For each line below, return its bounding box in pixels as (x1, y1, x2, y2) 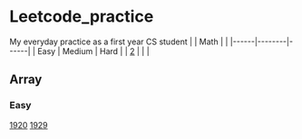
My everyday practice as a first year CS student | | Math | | (9, 36, 229, 47)
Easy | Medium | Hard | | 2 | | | (37, 45, 150, 56)
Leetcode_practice (9, 6, 154, 27)
